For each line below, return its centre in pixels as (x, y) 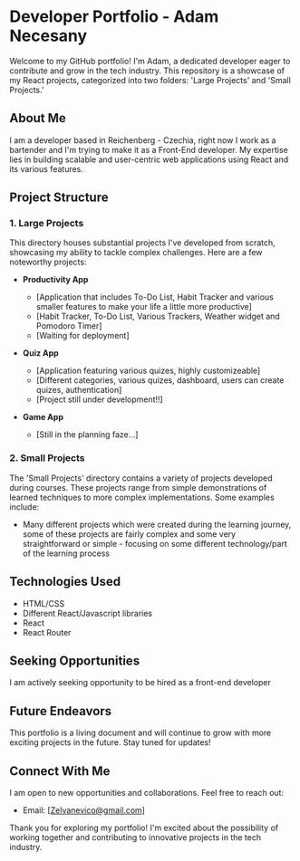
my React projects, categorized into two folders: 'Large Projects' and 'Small (150, 80)
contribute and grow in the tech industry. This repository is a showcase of (147, 71)
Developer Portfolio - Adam (114, 17)
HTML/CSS (44, 603)
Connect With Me (60, 771)
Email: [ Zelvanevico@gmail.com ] (83, 810)
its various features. (47, 168)
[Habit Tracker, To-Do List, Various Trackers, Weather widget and (158, 316)
